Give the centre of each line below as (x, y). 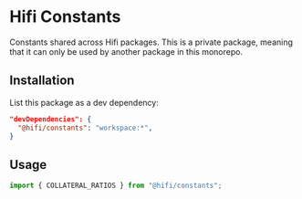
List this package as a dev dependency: (84, 102)
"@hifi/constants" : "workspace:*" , (85, 128)
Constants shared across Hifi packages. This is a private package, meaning (151, 42)
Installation (42, 81)
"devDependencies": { (51, 119)
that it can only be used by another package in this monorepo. (126, 51)
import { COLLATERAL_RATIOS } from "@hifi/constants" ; (116, 186)
